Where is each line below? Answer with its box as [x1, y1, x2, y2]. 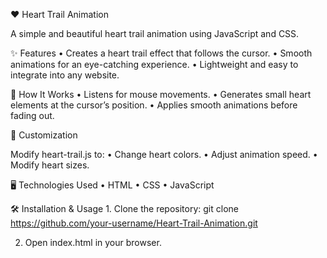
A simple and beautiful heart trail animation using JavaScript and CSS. [10, 28, 300, 39]
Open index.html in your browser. [24, 237, 162, 248]
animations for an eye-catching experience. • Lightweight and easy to [10, 59, 299, 70]
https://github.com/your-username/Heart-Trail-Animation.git [10, 217, 258, 229]
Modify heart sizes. [10, 159, 90, 171]
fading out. [10, 110, 55, 121]
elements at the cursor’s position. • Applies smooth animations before [10, 99, 298, 111]
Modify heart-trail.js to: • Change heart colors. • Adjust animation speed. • [10, 149, 318, 160]
